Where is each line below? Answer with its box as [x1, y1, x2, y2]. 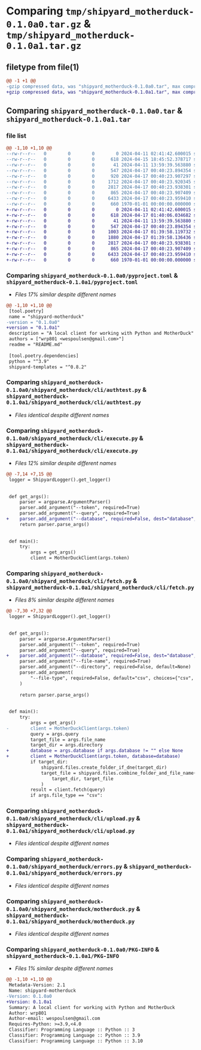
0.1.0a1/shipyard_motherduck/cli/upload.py [6, 828, 135, 835]
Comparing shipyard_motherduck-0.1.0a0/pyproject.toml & [6, 271, 178, 279]
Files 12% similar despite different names [14, 460, 117, 467]
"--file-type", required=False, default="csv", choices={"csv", [30, 675, 194, 681]
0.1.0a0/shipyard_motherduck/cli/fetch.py [6, 578, 132, 584]
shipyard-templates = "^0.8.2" [8, 364, 87, 370]
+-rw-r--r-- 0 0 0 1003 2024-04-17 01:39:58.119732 [6, 229, 191, 235]
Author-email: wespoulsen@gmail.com [8, 1016, 100, 1022]
